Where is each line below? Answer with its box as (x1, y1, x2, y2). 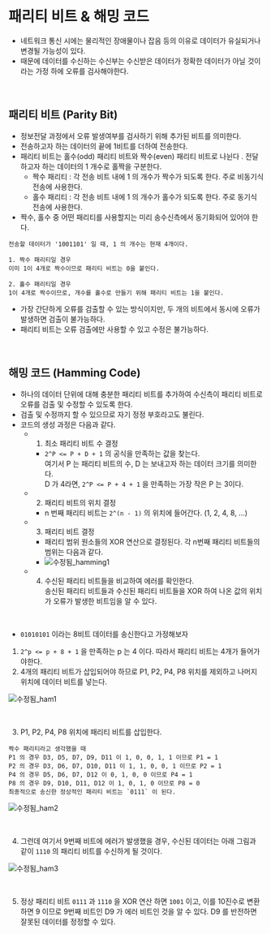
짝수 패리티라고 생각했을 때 (8, 744, 87, 753)
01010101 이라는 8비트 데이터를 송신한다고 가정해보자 (19, 629, 189, 639)
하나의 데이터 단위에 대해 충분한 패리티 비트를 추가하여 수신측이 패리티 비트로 (19, 389, 264, 398)
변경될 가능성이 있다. (19, 45, 86, 55)
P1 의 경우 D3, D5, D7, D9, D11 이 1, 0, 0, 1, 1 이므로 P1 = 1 (8, 753, 219, 761)
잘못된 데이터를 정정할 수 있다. (19, 916, 116, 926)
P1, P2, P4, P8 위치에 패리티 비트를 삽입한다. (19, 727, 162, 737)
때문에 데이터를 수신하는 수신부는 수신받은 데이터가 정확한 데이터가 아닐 (19, 56, 246, 66)
